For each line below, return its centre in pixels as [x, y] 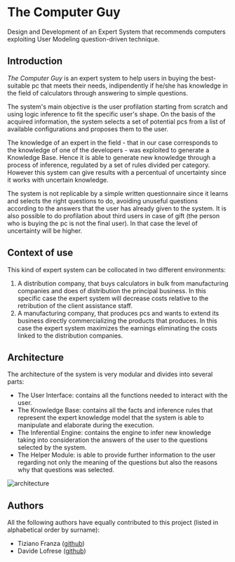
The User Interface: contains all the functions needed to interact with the [122, 395]
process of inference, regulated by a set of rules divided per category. [109, 165]
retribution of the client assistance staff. [75, 305]
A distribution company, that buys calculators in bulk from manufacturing [123, 283]
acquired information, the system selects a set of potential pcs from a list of [116, 121]
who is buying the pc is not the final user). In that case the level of [102, 223]
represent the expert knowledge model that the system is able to [111, 417]
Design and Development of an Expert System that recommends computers [116, 32]
